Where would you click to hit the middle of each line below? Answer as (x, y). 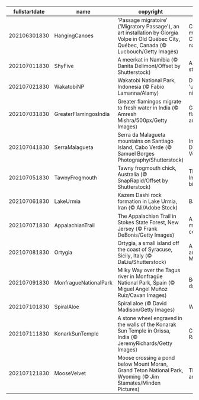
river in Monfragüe (140, 276)
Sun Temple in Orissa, (144, 330)
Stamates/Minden (139, 383)
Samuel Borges (136, 153)
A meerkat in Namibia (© (148, 59)
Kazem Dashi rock (139, 195)
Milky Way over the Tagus (149, 270)
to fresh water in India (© (148, 108)
